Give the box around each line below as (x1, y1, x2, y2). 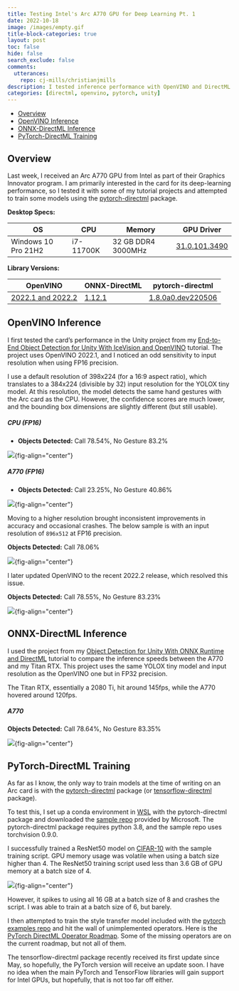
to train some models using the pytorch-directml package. (7, 193, 178, 203)
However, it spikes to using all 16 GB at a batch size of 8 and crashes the (7, 895, 220, 904)
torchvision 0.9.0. (7, 830, 58, 839)
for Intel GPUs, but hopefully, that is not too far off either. (7, 975, 174, 985)
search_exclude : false (7, 57, 75, 64)
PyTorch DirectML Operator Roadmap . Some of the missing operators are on (7, 932, 231, 941)
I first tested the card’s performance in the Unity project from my (7, 336, 197, 344)
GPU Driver (182, 225, 222, 235)
